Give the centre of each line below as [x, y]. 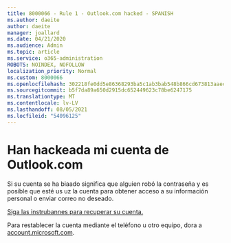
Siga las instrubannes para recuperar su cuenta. [75, 211]
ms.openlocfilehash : [37, 84]
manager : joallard [33, 33]
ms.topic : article [33, 52]
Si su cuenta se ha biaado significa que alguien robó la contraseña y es [108, 184]
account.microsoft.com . [41, 232]
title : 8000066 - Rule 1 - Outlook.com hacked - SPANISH [90, 13]
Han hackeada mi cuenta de [88, 150]
